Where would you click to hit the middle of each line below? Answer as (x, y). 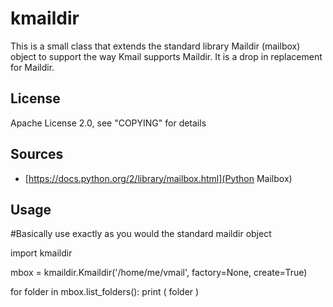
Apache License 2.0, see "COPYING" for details (108, 123)
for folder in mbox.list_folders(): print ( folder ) (105, 292)
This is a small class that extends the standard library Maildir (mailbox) (155, 46)
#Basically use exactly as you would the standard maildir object (141, 234)
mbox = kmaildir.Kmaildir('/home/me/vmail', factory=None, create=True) (159, 273)
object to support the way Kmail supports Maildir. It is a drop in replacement (166, 56)
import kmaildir (41, 253)
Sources (37, 154)
